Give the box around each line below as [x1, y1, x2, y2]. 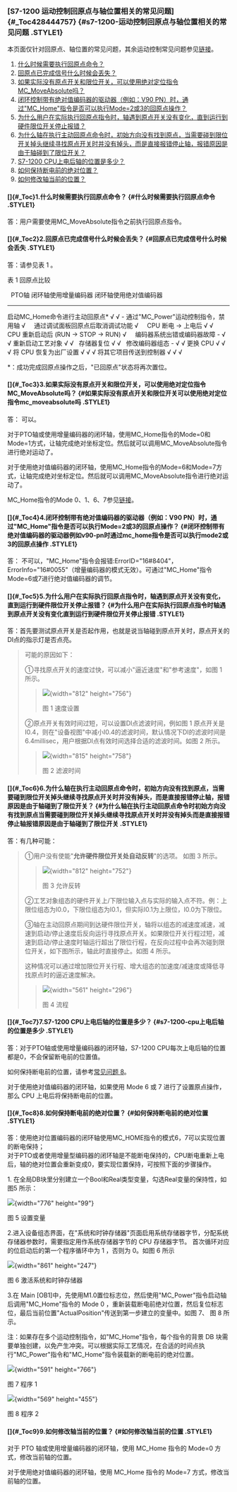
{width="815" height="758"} [49, 752, 132, 760]
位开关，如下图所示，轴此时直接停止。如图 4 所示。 [24, 946, 175, 955]
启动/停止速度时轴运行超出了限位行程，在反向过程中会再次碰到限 [37, 938, 225, 946]
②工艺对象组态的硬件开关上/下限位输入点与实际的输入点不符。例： [24, 896, 221, 905]
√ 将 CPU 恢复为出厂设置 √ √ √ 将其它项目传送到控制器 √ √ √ [7, 348, 183, 356]
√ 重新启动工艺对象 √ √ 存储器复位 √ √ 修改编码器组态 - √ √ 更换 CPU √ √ [7, 338, 226, 348]
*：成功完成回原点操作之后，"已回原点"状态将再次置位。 [7, 362, 171, 371]
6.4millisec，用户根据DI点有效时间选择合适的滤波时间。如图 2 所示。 [24, 737, 224, 745]
